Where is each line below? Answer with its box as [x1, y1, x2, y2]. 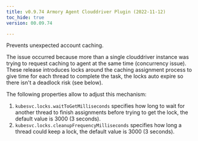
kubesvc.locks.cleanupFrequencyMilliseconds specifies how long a [14, 122, 182, 129]
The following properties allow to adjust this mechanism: [6, 91, 147, 98]
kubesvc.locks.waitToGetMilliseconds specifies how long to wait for [14, 102, 185, 110]
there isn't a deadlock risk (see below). [6, 79, 103, 86]
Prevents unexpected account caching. [6, 42, 104, 49]
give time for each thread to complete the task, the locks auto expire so [6, 73, 184, 80]
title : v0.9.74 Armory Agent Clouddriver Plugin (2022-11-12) [6, 8, 166, 15]
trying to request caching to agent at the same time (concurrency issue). [6, 60, 187, 67]
